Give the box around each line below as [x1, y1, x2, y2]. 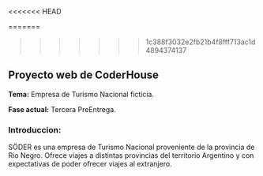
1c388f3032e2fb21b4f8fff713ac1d [145, 37, 256, 47]
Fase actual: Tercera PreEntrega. [8, 104, 116, 114]
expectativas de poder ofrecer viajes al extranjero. [8, 159, 172, 169]
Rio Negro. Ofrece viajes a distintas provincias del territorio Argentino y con [8, 151, 254, 160]
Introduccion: [8, 124, 62, 135]
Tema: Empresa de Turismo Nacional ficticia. [8, 89, 154, 99]
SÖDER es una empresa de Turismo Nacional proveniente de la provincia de [8, 142, 255, 152]
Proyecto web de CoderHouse [8, 69, 160, 82]
